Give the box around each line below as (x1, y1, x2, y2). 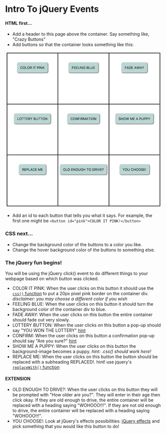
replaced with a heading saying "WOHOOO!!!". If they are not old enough (12, 402, 161, 408)
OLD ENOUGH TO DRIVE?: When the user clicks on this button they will (12, 386, 158, 392)
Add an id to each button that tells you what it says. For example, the (12, 213, 153, 218)
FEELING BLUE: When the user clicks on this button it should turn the (12, 301, 154, 307)
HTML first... (5, 20, 32, 26)
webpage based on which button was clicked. (5, 275, 99, 281)
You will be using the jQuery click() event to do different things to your (5, 270, 148, 276)
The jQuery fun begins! (5, 259, 62, 266)
